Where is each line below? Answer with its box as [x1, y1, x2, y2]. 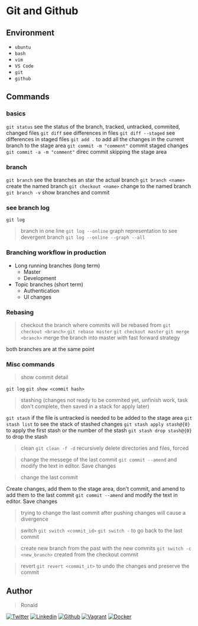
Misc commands [6, 360, 55, 368]
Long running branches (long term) [14, 262, 100, 269]
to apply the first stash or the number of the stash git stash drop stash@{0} [6, 427, 192, 434]
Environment [6, 28, 55, 38]
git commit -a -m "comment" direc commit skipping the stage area [6, 148, 167, 155]
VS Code [14, 63, 34, 69]
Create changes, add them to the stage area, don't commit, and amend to [6, 485, 185, 492]
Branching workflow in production [6, 248, 106, 257]
